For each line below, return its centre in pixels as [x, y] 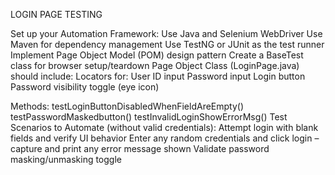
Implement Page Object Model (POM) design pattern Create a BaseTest [157, 55]
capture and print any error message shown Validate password [140, 148]
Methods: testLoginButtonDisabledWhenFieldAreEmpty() [127, 106]
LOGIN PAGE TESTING [56, 14]
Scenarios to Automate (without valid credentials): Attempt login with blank [164, 127]
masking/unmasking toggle [66, 159]
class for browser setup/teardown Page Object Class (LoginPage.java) [155, 65]
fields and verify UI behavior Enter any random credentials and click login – [165, 138]
